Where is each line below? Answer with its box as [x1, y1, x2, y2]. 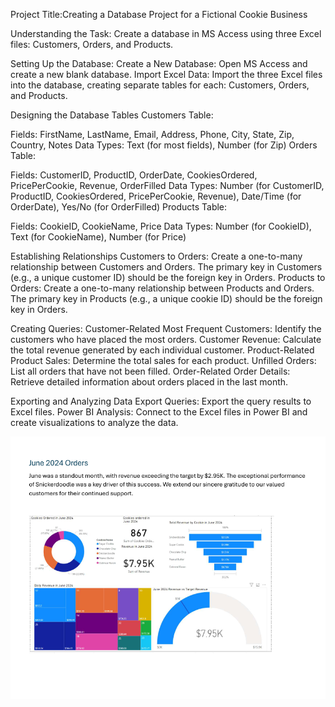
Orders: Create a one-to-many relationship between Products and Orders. [10, 282, 315, 294]
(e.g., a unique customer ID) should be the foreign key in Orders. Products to [10, 272, 326, 283]
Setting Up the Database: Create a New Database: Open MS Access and [10, 58, 308, 69]
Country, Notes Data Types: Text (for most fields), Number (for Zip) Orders [10, 139, 318, 151]
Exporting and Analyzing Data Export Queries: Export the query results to [10, 395, 312, 407]
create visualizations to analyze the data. [10, 417, 179, 428]
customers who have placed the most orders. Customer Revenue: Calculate [10, 334, 322, 345]
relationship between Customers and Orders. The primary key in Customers [10, 261, 323, 273]
